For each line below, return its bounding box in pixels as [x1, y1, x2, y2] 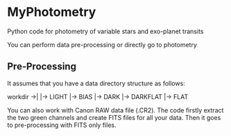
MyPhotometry [7, 4, 96, 20]
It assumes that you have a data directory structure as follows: [7, 79, 185, 87]
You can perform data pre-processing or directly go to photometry [7, 40, 198, 49]
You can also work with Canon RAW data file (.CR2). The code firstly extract [7, 105, 224, 114]
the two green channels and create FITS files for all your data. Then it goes [7, 113, 221, 121]
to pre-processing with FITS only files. [7, 121, 117, 129]
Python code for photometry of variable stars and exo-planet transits [7, 27, 204, 35]
